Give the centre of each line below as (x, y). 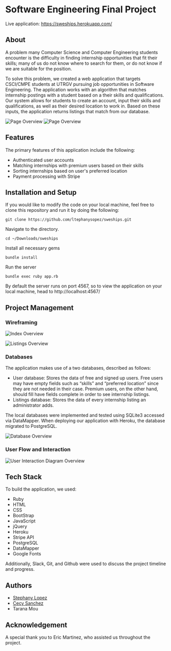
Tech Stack (24, 477)
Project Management (39, 308)
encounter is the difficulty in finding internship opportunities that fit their (81, 58)
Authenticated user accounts (43, 160)
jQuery (20, 527)
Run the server (21, 267)
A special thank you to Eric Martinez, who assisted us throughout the (78, 637)
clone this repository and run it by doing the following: (62, 210)
